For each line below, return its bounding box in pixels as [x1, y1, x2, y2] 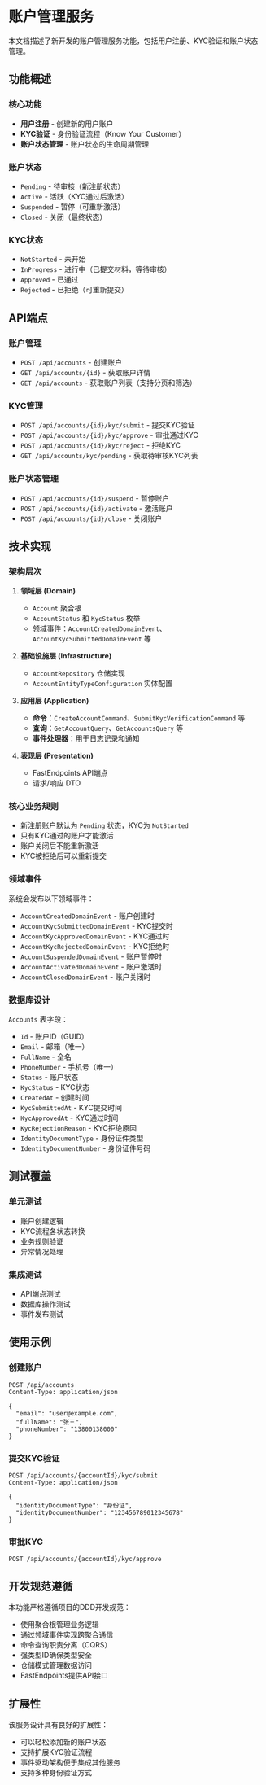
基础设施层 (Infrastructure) [20, 651, 112, 661]
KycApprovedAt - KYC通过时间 [20, 1113, 119, 1123]
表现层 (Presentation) [20, 750, 94, 761]
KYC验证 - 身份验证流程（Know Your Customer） [20, 129, 186, 138]
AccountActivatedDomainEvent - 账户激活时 [20, 961, 163, 971]
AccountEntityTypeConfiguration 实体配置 [32, 679, 173, 689]
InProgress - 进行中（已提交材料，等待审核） [20, 265, 172, 274]
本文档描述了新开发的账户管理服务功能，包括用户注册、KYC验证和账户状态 [8, 36, 259, 46]
